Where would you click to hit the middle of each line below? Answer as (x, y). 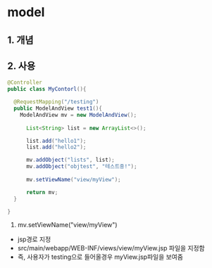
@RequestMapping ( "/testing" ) (56, 102)
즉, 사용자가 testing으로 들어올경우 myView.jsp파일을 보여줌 (100, 257)
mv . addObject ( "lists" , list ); (70, 160)
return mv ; (42, 192)
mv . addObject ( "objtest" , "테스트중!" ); (81, 167)
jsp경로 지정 (34, 239)
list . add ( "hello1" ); (56, 141)
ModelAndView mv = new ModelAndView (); (79, 115)
